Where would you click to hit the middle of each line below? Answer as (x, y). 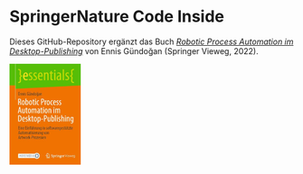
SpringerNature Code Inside (117, 17)
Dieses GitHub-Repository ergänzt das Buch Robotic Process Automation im (151, 41)
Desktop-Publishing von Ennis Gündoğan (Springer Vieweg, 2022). (134, 50)
